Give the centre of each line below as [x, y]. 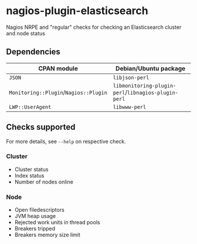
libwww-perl [130, 107]
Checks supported [41, 127]
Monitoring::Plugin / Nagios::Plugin [58, 92]
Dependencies [33, 52]
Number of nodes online [44, 182]
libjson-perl [131, 77]
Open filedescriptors [39, 210]
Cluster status [31, 169]
